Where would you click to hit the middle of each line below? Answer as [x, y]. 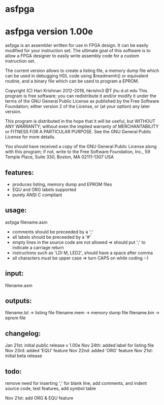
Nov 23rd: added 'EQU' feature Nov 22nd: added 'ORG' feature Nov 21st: [79, 351]
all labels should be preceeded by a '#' [51, 237]
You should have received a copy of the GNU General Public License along [81, 147]
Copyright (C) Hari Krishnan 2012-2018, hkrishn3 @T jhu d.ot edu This [76, 91]
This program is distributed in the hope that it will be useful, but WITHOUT [80, 121]
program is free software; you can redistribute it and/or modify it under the [81, 96]
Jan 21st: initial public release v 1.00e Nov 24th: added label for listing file [80, 345]
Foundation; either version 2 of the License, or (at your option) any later [78, 107]
